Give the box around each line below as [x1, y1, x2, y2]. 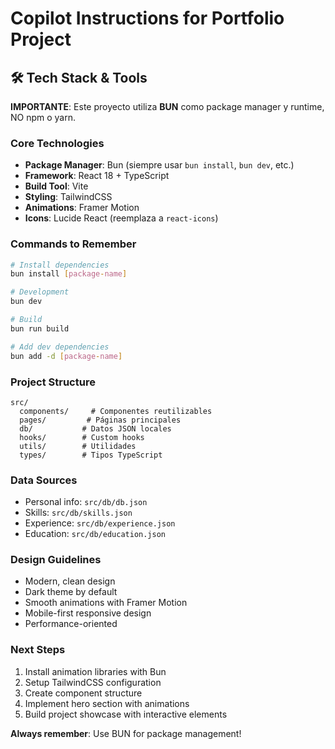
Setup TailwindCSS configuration [24, 676, 162, 688]
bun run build [10, 323, 70, 334]
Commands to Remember [10, 237, 137, 251]
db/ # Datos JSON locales [19, 423, 172, 434]
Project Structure [10, 375, 96, 389]
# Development [10, 287, 70, 297]
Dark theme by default [24, 586, 118, 598]
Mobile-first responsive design [24, 607, 152, 619]
